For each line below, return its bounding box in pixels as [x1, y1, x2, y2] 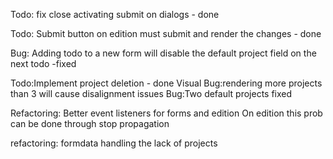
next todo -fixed [10, 58, 77, 69]
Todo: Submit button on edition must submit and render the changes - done [10, 28, 322, 39]
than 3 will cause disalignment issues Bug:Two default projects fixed [10, 88, 293, 99]
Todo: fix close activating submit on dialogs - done [10, 9, 220, 20]
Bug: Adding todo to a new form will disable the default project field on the [10, 47, 317, 59]
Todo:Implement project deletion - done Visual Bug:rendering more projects [10, 77, 323, 89]
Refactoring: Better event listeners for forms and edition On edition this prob [10, 107, 323, 119]
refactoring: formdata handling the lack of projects [10, 137, 218, 149]
